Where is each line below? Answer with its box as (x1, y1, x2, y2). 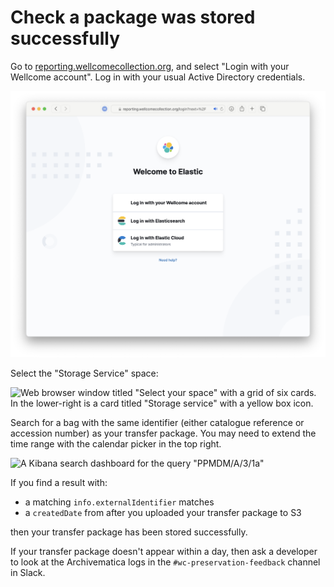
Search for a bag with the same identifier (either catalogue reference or (10, 416, 305, 428)
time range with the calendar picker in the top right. (10, 437, 222, 450)
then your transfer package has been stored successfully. (10, 526, 248, 538)
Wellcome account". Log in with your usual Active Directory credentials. (10, 71, 306, 83)
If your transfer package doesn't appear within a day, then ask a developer (10, 545, 318, 557)
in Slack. (10, 566, 46, 578)
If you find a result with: (10, 476, 108, 488)
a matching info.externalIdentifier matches (24, 496, 215, 508)
